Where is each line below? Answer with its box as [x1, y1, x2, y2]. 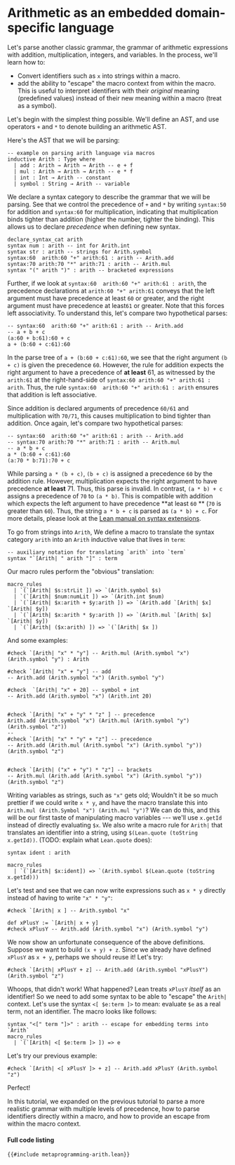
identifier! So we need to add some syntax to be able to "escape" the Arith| [7, 992, 227, 1001]
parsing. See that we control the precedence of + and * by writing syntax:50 [7, 200, 227, 208]
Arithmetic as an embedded [7, 5, 173, 21]
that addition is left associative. [7, 390, 97, 399]
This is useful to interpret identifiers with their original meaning [17, 86, 200, 95]
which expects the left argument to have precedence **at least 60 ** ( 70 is [7, 499, 222, 507]
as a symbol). [17, 101, 57, 109]
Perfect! [7, 1083, 31, 1092]
